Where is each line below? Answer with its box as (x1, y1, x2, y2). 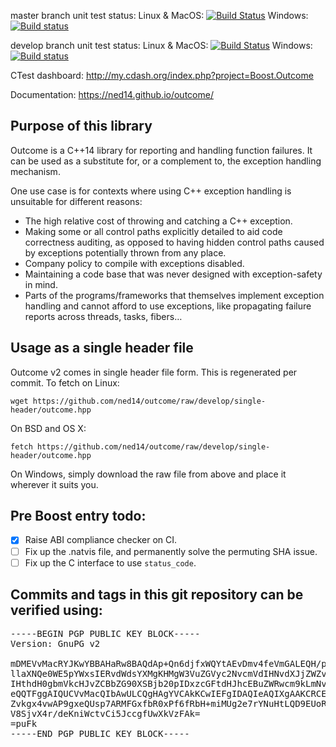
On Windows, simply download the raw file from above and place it (10, 468, 287, 480)
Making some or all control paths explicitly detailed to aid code (24, 225, 283, 237)
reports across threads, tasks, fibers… (24, 310, 183, 322)
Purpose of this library (10, 118, 153, 135)
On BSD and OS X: (10, 422, 87, 434)
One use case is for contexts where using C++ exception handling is (10, 185, 292, 197)
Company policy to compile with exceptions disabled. (24, 257, 245, 269)
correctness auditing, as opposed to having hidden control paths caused (24, 236, 325, 248)
